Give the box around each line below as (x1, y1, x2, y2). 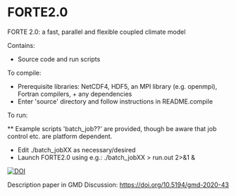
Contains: (7, 41, 35, 49)
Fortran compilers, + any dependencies (17, 90, 132, 98)
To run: (7, 111, 28, 119)
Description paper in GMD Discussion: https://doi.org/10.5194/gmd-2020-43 (7, 180, 229, 189)
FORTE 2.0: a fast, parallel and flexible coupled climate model (7, 27, 186, 36)
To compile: (7, 68, 42, 77)
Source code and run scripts (17, 54, 101, 63)
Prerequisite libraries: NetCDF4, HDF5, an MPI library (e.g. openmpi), (17, 82, 218, 90)
